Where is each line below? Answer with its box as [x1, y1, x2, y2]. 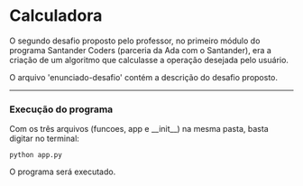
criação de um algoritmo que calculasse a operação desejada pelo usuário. [9, 54, 289, 65]
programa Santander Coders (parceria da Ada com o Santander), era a [9, 44, 272, 55]
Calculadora [9, 5, 103, 26]
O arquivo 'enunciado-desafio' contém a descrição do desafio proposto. [9, 71, 278, 82]
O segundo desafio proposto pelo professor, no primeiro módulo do [9, 35, 261, 46]
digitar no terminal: [9, 133, 79, 144]
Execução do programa [9, 103, 114, 116]
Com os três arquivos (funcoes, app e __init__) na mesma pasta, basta [9, 124, 269, 135]
